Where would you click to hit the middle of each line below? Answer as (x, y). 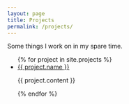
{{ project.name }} (43, 67)
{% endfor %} (37, 94)
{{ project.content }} (46, 80)
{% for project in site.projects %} (64, 60)
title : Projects (31, 20)
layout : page (26, 14)
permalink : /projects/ (40, 26)
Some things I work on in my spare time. (65, 46)
